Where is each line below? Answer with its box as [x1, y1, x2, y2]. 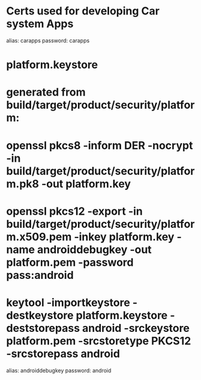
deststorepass [6, 321, 80, 335]
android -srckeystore [82, 321, 190, 335]
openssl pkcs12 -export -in [6, 204, 143, 218]
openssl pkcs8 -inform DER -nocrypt [6, 138, 193, 152]
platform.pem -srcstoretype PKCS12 [6, 334, 191, 348]
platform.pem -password [6, 256, 134, 269]
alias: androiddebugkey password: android [6, 367, 112, 374]
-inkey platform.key [74, 230, 175, 244]
